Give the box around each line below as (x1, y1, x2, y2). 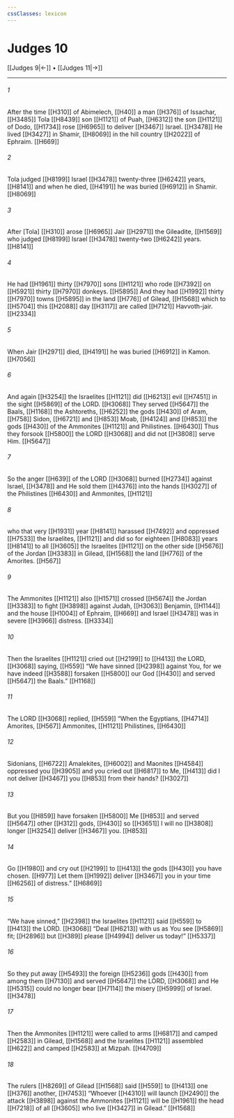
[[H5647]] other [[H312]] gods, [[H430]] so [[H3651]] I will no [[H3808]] (7, 819, 214, 828)
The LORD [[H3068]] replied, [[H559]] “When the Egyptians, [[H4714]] (7, 714, 209, 723)
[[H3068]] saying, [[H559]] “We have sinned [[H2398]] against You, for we (7, 662, 221, 670)
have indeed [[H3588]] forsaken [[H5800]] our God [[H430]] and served (7, 669, 216, 678)
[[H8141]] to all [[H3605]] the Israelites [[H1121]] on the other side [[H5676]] (7, 542, 224, 551)
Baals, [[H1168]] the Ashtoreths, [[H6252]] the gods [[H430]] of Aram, (7, 407, 208, 416)
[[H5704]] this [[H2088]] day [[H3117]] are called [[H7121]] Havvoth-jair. (7, 302, 213, 311)
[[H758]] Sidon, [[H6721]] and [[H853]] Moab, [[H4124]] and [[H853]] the (7, 414, 217, 423)
